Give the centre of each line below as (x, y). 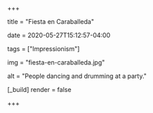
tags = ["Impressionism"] (44, 49)
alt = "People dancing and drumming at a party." (77, 76)
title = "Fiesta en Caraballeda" (51, 21)
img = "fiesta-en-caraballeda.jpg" (56, 62)
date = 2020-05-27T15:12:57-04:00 (59, 35)
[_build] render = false (39, 89)
